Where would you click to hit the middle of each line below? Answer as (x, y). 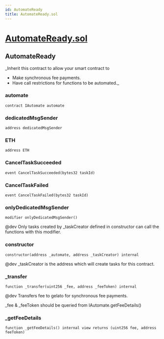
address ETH (17, 150)
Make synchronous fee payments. (47, 78)
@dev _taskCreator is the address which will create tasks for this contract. (80, 264)
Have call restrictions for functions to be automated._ (66, 83)
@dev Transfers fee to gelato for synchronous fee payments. (67, 295)
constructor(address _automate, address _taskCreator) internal (72, 255)
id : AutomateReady (24, 10)
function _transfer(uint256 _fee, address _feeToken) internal (71, 287)
